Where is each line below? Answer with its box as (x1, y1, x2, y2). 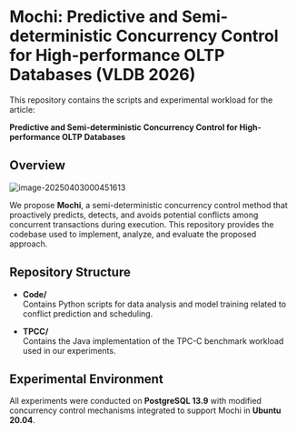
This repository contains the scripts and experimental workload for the (9, 94, 273, 106)
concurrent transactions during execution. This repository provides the (9, 218, 274, 229)
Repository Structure (9, 265, 132, 280)
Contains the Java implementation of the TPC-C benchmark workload (22, 335, 284, 347)
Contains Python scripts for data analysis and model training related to (22, 298, 287, 309)
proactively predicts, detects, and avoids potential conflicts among (9, 209, 259, 220)
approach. (9, 238, 48, 249)
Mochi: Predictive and (9, 6, 179, 27)
